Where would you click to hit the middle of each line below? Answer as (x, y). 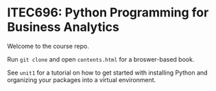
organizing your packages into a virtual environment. (82, 79)
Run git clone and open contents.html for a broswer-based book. (101, 59)
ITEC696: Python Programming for (108, 13)
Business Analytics (63, 27)
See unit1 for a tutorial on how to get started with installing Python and (107, 73)
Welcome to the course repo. (48, 46)
